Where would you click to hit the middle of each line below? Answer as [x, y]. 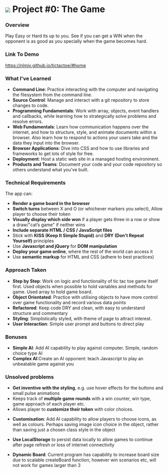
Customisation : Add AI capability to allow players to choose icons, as [85, 419]
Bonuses [16, 337]
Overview [17, 25]
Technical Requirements [36, 183]
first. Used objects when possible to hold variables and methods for [82, 286]
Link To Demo [22, 54]
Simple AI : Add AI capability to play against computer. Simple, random [85, 348]
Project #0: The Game [59, 9]
